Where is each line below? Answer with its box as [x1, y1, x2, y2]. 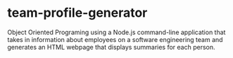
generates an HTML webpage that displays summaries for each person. [7, 43, 216, 51]
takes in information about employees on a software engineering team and [7, 35, 223, 43]
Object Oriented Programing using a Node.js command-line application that [7, 28, 226, 36]
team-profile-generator [7, 5, 148, 21]
